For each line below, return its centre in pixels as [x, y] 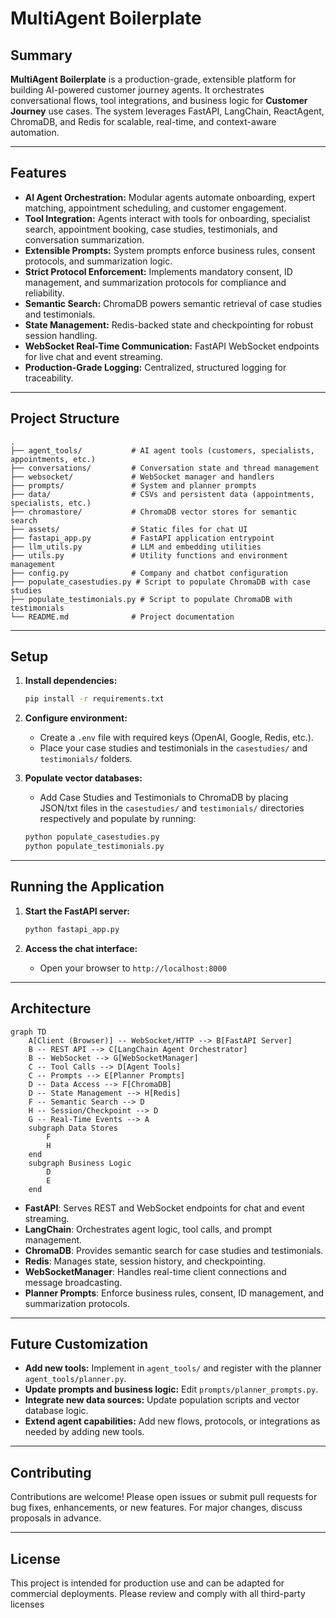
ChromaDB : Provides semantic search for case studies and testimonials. [174, 1250]
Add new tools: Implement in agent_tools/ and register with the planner [173, 1368]
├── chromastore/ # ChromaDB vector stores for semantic [154, 512]
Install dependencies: [71, 681]
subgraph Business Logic [80, 1163]
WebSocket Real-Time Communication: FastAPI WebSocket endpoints [172, 346]
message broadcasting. [73, 1282]
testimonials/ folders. [86, 759]
